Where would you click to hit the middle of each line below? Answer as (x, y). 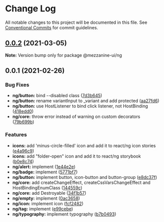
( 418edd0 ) (23, 111)
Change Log (30, 9)
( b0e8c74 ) (23, 161)
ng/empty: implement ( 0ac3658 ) (46, 198)
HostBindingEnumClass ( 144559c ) (47, 188)
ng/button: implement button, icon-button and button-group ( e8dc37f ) (85, 177)
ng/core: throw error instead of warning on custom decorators (76, 116)
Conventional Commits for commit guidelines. (52, 27)
